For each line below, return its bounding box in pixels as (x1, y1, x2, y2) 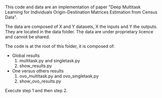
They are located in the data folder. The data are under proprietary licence (5, 29, 154, 34)
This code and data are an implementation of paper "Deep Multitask (5, 4, 141, 10)
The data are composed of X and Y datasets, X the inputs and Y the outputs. (5, 24, 158, 29)
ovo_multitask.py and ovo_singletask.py (19, 73, 99, 79)
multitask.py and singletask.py (19, 58, 81, 63)
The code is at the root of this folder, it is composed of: (5, 43, 115, 49)
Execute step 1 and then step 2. (5, 88, 68, 93)
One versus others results (12, 68, 64, 74)
